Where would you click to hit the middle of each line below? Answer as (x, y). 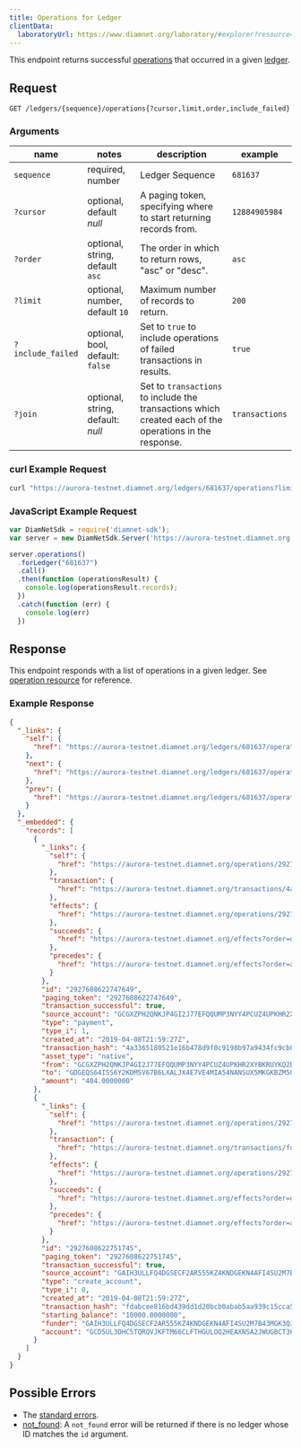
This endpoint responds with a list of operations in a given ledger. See (138, 671)
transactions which (180, 409)
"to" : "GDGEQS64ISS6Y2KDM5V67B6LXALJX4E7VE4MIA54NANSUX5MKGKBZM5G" (170, 1073)
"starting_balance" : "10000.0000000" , (114, 1315)
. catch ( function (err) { (64, 604)
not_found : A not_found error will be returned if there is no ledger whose (155, 1424)
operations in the (176, 431)
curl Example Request (58, 470)
